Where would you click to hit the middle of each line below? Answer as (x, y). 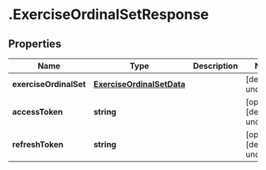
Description (215, 66)
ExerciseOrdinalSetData (140, 84)
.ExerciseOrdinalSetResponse (109, 15)
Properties (35, 44)
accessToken (38, 112)
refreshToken (38, 144)
